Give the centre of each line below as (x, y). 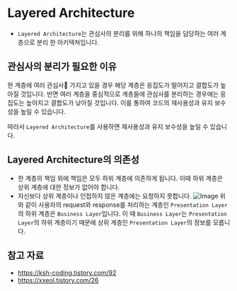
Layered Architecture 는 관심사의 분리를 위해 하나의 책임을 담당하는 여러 (118, 33)
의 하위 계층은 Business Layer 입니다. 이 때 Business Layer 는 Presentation (122, 213)
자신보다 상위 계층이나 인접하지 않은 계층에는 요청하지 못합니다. (105, 196)
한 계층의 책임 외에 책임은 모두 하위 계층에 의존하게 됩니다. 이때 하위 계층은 (120, 178)
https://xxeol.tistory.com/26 (58, 280)
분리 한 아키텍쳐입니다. (68, 42)
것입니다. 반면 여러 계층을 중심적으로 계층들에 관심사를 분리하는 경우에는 (120, 94)
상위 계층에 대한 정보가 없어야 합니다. (69, 187)
